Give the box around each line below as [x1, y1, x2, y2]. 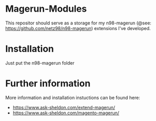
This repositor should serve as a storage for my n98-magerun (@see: [5, 20, 152, 26]
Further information [5, 78, 91, 89]
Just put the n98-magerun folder [5, 59, 75, 66]
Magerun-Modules [5, 3, 87, 15]
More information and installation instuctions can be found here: [5, 95, 141, 101]
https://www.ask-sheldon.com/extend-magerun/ [12, 104, 116, 110]
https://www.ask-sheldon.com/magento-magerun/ [12, 110, 119, 116]
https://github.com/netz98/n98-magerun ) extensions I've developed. [5, 25, 151, 31]
